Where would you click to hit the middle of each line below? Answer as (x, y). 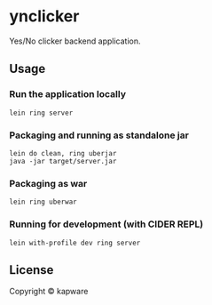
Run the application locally (68, 94)
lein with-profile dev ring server (75, 243)
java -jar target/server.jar (63, 161)
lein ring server (41, 113)
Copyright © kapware (49, 292)
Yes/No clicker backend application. (75, 41)
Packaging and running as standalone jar (99, 135)
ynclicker (44, 16)
